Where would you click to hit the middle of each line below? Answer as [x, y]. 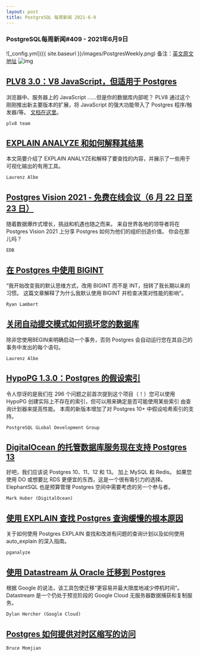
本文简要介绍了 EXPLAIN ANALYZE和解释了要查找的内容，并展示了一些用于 [98, 158]
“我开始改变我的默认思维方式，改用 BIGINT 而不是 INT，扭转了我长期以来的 [98, 286]
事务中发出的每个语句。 [35, 347]
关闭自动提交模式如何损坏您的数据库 [73, 324]
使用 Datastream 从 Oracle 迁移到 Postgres [86, 572]
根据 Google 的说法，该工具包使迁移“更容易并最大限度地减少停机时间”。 [94, 588]
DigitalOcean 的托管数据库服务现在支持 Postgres [97, 447]
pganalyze [18, 553]
